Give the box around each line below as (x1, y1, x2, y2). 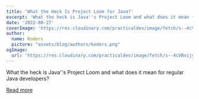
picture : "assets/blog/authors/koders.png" (11, 42, 120, 48)
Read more (6, 86, 33, 93)
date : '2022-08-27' (6, 19, 54, 25)
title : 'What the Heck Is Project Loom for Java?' (6, 8, 134, 15)
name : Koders (11, 36, 44, 42)
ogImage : (6, 47, 28, 53)
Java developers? (6, 75, 49, 82)
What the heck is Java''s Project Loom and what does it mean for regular (6, 68, 184, 75)
